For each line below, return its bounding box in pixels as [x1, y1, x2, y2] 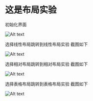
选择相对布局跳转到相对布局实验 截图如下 [5, 61, 88, 67]
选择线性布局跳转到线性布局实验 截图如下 [5, 41, 88, 47]
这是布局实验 [5, 4, 57, 16]
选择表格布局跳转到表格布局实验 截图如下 [5, 81, 88, 87]
